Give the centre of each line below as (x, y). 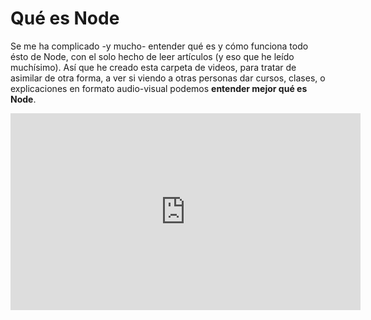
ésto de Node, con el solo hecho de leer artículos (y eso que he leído (152, 56)
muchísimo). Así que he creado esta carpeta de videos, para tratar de (153, 67)
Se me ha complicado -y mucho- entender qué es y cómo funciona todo (159, 46)
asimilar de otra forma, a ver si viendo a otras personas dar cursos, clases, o (168, 78)
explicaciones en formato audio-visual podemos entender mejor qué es (159, 88)
